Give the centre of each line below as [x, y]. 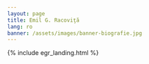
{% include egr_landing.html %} [53, 53]
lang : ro [20, 26]
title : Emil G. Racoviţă [43, 20]
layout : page [26, 14]
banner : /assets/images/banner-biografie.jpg [74, 33]
